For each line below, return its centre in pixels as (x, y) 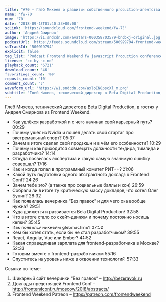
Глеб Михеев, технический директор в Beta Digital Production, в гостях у (82, 107)
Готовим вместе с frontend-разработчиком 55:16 (64, 254)
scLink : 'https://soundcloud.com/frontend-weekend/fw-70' (66, 28)
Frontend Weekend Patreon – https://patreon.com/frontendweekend (82, 294)
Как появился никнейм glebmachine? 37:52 (58, 227)
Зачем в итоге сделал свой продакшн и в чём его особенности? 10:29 (86, 143)
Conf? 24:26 (25, 180)
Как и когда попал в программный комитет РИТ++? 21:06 (73, 169)
